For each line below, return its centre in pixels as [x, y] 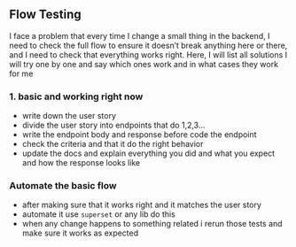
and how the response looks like [81, 163]
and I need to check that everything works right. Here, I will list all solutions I [148, 54]
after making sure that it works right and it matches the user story [141, 205]
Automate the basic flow [63, 186]
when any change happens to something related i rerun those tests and [152, 224]
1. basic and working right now [76, 96]
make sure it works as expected [80, 233]
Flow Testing [45, 15]
